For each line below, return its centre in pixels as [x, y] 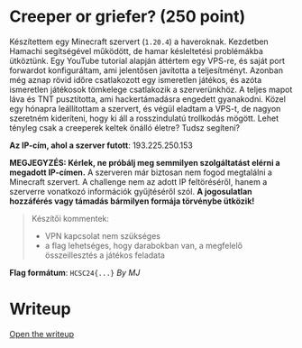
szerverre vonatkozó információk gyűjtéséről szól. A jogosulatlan [131, 191]
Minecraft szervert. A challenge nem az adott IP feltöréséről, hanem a [138, 181]
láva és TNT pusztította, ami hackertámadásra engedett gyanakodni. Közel [148, 99]
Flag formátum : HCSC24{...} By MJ [75, 272]
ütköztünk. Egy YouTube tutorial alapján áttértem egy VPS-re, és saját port [147, 60]
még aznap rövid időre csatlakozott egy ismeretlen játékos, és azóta [136, 79]
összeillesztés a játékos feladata [105, 255]
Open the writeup [42, 334]
